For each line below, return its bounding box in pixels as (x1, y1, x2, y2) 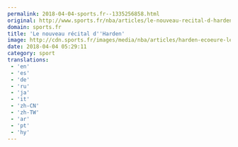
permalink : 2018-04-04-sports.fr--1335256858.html (7, 10, 160, 18)
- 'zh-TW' (10, 109, 40, 116)
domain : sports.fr (7, 23, 62, 30)
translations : (7, 57, 50, 64)
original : (7, 17, 37, 24)
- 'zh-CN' (10, 102, 40, 110)
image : (7, 37, 27, 44)
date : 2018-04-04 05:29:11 (7, 43, 87, 50)
